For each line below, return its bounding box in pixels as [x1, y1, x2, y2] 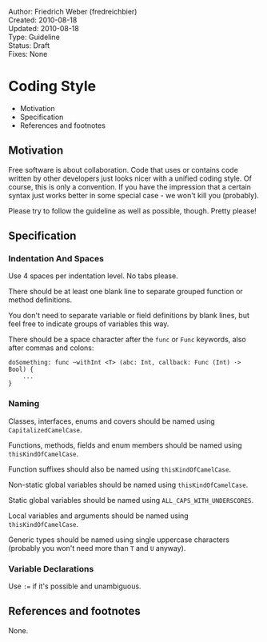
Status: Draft [8, 41, 50, 50]
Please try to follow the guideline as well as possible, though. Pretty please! [8, 205, 257, 215]
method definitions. [8, 295, 73, 305]
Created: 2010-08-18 [8, 15, 78, 25]
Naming [8, 398, 40, 409]
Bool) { [8, 365, 34, 374]
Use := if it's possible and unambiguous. [8, 581, 141, 591]
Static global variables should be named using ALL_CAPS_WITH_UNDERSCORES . [8, 495, 254, 504]
